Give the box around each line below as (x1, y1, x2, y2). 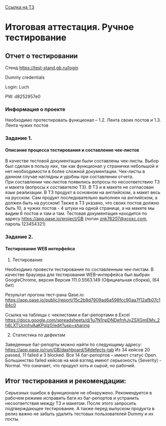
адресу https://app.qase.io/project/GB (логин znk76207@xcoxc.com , (5, 216, 148, 222)
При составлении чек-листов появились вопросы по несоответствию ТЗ (5, 179, 160, 185)
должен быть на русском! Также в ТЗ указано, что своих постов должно (5, 200, 160, 206)
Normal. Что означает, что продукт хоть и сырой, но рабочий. (5, 362, 136, 368)
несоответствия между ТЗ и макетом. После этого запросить (5, 400, 136, 406)
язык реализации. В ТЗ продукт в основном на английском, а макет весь (5, 189, 161, 195)
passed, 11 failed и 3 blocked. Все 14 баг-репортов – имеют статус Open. (5, 352, 158, 358)
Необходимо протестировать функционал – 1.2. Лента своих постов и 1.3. (5, 117, 161, 123)
